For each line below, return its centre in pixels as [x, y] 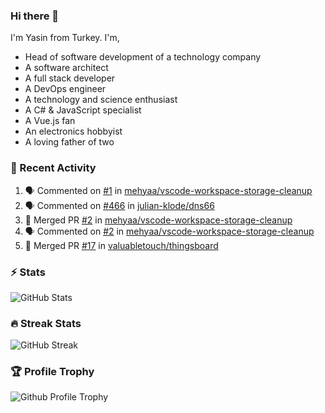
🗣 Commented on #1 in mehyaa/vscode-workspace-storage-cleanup [168, 190]
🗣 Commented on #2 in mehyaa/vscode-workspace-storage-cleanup [169, 231]
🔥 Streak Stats [46, 323]
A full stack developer [70, 78]
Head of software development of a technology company [143, 57]
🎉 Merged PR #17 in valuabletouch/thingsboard [121, 245]
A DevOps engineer [65, 89]
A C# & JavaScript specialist [83, 110]
